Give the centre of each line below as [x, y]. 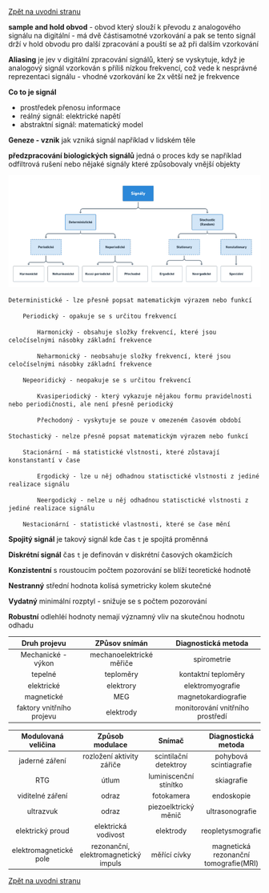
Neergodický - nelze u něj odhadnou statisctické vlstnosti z [143, 501]
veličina [42, 745]
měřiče [122, 663]
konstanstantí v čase [44, 461]
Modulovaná [42, 736]
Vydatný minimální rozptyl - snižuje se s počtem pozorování [108, 601]
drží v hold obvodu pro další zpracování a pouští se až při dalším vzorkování [133, 44]
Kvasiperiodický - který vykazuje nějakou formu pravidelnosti [145, 396]
